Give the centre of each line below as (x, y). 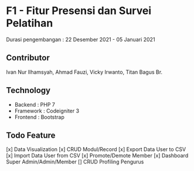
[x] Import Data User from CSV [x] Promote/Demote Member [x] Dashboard (97, 156)
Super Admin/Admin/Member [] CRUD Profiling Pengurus (75, 162)
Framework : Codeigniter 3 (47, 111)
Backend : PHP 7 (35, 104)
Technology (28, 90)
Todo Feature (31, 135)
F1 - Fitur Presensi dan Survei (79, 11)
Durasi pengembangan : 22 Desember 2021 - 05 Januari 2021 (81, 39)
